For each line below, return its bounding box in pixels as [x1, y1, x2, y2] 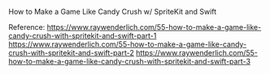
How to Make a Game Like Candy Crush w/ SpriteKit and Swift [8, 7, 217, 16]
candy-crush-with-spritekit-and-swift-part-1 [8, 31, 157, 40]
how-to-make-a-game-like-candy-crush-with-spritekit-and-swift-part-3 [8, 56, 250, 66]
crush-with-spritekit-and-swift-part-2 [8, 48, 134, 57]
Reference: [8, 23, 46, 31]
